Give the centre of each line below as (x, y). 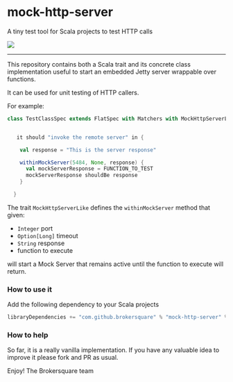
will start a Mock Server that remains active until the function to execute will (115, 264)
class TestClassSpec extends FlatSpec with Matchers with (93, 119)
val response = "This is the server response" (88, 150)
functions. (21, 79)
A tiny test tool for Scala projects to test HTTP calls (80, 31)
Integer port (35, 228)
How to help (28, 335)
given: (16, 215)
